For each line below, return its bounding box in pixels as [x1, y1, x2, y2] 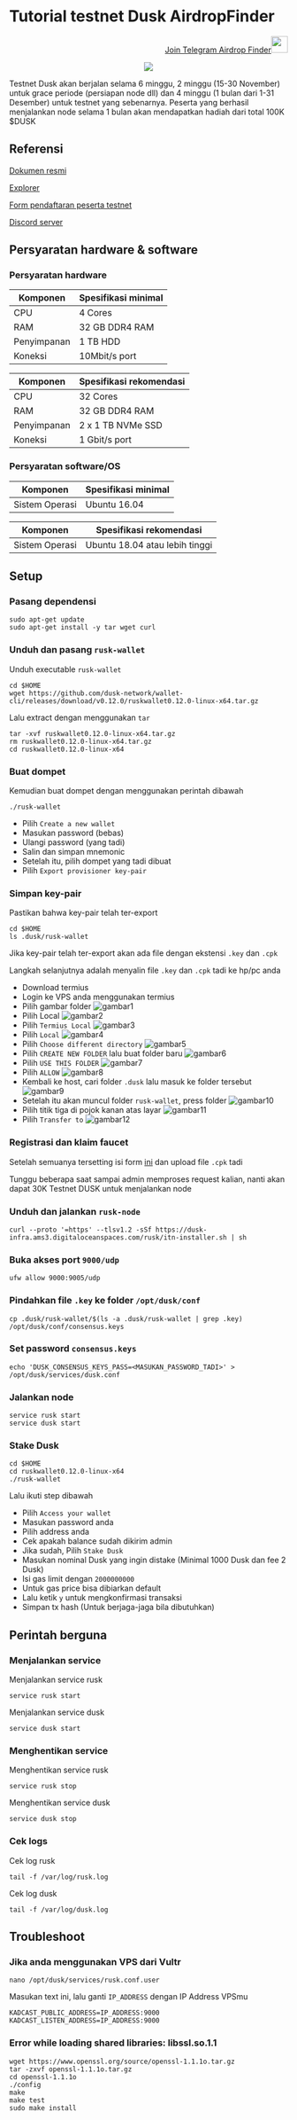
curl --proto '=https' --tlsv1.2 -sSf [9, 1225, 152, 1234]
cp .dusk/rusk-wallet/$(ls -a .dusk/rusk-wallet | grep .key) [9, 1314, 243, 1323]
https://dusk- [155, 1225, 208, 1234]
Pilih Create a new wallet [21, 818, 116, 829]
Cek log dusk [9, 1888, 57, 1898]
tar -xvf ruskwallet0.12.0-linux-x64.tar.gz [9, 729, 176, 738]
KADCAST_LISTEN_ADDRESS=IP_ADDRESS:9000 [9, 2016, 161, 2025]
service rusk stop [9, 1782, 77, 1791]
